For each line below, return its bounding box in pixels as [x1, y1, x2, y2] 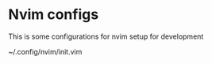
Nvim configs [8, 6, 99, 24]
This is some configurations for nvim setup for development [8, 32, 204, 41]
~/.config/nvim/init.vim [8, 47, 83, 56]
